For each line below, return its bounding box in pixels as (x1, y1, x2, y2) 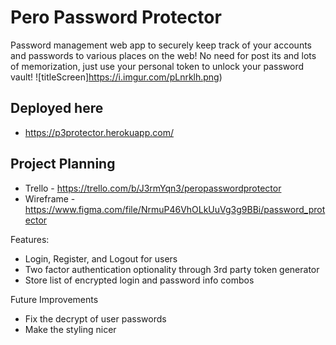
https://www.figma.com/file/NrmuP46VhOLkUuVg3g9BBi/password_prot (24, 203, 326, 215)
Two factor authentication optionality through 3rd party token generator (24, 263, 320, 275)
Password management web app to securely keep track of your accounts (10, 39, 312, 51)
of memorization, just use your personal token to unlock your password (10, 60, 305, 72)
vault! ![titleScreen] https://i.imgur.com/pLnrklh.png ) (10, 71, 223, 83)
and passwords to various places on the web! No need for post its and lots (10, 49, 317, 61)
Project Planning (10, 156, 116, 173)
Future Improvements (10, 293, 99, 305)
